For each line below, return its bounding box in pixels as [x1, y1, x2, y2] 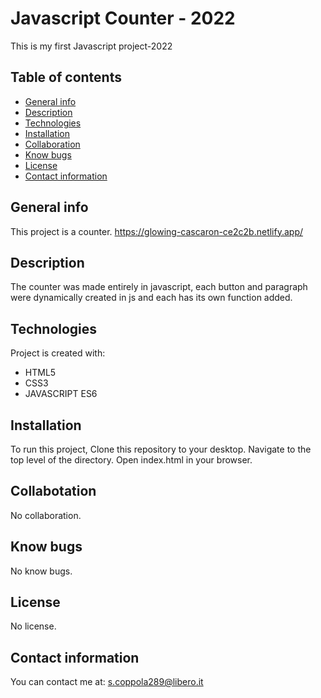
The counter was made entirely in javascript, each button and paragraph [10, 281, 308, 293]
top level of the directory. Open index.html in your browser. [10, 454, 253, 466]
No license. [10, 620, 57, 632]
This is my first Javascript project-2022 [10, 40, 173, 52]
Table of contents [10, 69, 122, 86]
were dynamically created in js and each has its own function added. [10, 292, 293, 304]
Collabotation [10, 483, 97, 500]
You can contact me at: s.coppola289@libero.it [10, 676, 204, 688]
